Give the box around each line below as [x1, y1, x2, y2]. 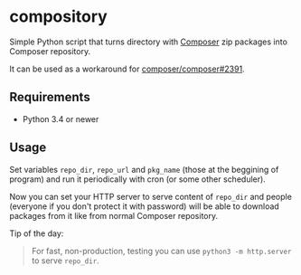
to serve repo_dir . [31, 255, 99, 266]
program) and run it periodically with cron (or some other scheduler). [9, 174, 267, 185]
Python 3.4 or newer [22, 113, 99, 124]
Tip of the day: [9, 228, 64, 239]
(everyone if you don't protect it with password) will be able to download [9, 201, 280, 212]
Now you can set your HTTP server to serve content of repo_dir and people [9, 191, 292, 202]
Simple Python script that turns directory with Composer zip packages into [9, 36, 287, 47]
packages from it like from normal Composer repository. [9, 210, 219, 221]
